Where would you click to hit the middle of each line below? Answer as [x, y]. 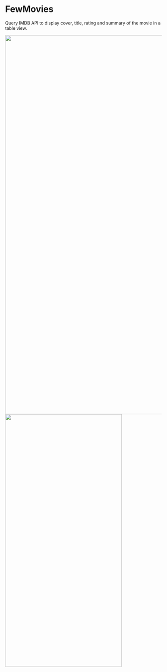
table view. [16, 28]
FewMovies [29, 9]
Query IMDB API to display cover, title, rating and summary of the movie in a [83, 23]
